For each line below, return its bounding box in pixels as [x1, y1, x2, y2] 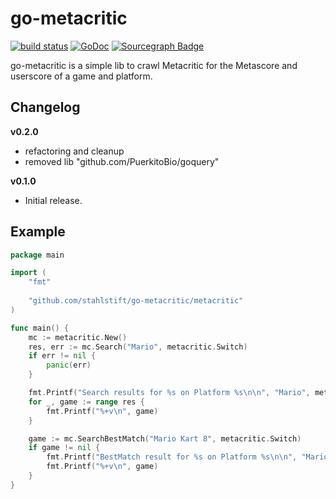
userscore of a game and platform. [10, 70, 153, 82]
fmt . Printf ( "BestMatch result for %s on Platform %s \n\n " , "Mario [46, 452, 329, 462]
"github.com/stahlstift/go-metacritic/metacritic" [28, 296, 244, 306]
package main [10, 250, 65, 260]
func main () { [10, 323, 70, 333]
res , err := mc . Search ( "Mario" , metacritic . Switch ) [28, 342, 248, 352]
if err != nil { [28, 351, 97, 361]
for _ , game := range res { [28, 397, 145, 407]
